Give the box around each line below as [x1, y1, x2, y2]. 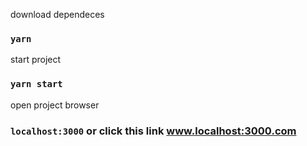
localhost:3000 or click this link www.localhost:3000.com [10, 124, 297, 138]
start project [10, 54, 62, 66]
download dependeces [10, 9, 105, 20]
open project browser [10, 99, 100, 111]
